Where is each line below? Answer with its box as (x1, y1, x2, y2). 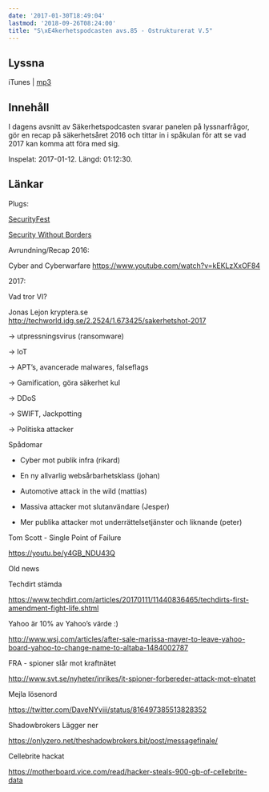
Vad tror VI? (8, 291, 48, 301)
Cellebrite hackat (8, 751, 65, 761)
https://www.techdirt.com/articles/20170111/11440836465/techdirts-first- (8, 594, 250, 604)
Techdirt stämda (8, 579, 62, 589)
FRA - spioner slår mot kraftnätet (8, 658, 117, 668)
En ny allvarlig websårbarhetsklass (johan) (19, 470, 160, 480)
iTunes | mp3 (8, 78, 52, 87)
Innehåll (8, 101, 50, 114)
